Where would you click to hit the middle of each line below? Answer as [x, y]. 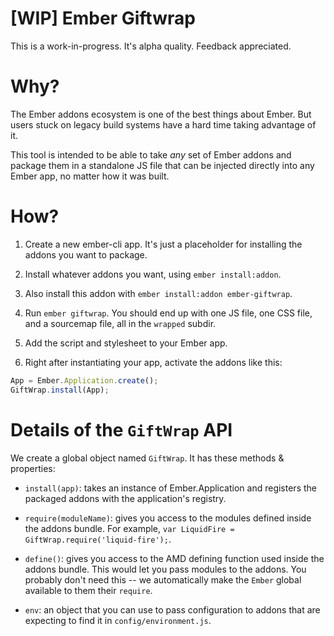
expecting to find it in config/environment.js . [118, 620]
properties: [33, 468]
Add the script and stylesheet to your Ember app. [126, 343]
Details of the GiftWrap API [121, 429]
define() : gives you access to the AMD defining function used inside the [174, 558]
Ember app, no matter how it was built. [90, 176]
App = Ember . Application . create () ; [84, 380]
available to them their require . [88, 590]
